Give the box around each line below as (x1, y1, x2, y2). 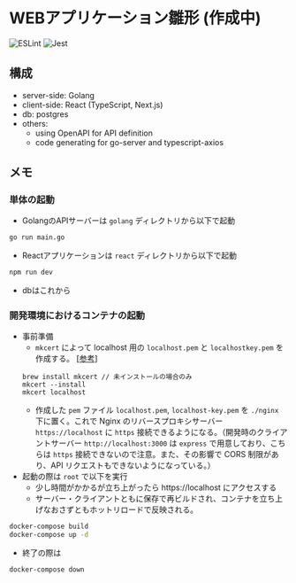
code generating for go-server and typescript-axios (34, 136, 224, 147)
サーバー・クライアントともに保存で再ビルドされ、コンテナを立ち (34, 494, 276, 504)
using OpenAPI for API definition (34, 128, 153, 138)
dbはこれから (21, 285, 71, 296)
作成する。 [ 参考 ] (34, 354, 98, 364)
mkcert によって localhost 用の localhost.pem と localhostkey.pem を (34, 342, 285, 353)
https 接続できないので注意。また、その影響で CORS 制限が (52, 449, 272, 460)
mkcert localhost (21, 388, 87, 397)
